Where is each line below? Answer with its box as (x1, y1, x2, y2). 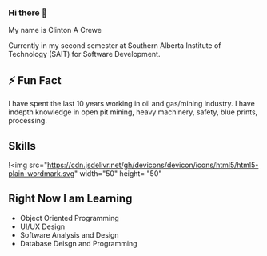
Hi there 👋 (8, 7, 48, 18)
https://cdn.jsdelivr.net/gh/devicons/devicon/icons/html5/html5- (46, 160, 259, 170)
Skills (8, 139, 36, 153)
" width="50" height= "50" (74, 168, 162, 178)
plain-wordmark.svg (8, 168, 75, 178)
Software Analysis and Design (19, 230, 119, 239)
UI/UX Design (19, 222, 66, 231)
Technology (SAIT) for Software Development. (8, 50, 161, 59)
